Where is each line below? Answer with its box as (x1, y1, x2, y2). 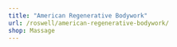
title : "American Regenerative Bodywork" (8, 11, 148, 20)
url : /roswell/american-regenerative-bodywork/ (8, 19, 170, 27)
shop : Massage (8, 26, 56, 34)
